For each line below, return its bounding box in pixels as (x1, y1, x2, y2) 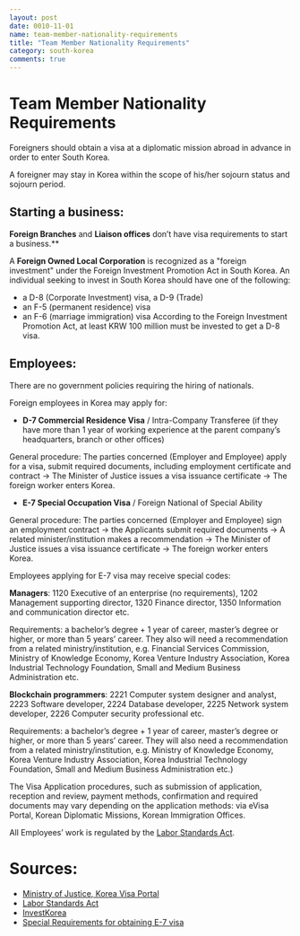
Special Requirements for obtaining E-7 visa (21, 916, 184, 927)
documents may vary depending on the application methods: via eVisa (9, 800, 270, 810)
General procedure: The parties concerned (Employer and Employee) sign (9, 514, 282, 525)
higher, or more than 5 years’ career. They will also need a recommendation (9, 735, 288, 746)
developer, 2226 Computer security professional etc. (9, 708, 204, 719)
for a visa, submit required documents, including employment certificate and (9, 460, 292, 471)
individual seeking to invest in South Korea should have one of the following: (9, 275, 291, 285)
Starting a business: (9, 205, 124, 220)
